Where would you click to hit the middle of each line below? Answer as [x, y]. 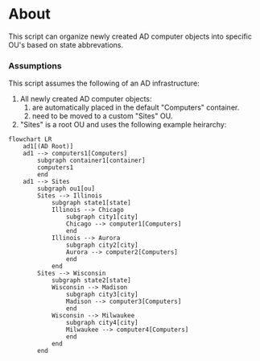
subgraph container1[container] [92, 161]
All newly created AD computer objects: [86, 99]
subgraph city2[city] [102, 245]
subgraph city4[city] [102, 323]
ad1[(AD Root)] [48, 147]
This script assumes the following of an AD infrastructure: [104, 83]
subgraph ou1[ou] [66, 189]
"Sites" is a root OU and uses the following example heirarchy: [123, 125]
